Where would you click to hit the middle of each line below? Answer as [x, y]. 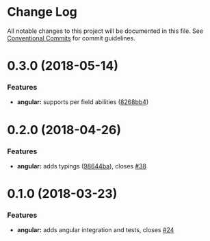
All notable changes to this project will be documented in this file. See [105, 31]
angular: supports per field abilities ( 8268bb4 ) [83, 102]
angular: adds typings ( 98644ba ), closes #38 [82, 166]
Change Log [42, 12]
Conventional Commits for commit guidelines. [71, 38]
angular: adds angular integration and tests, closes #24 [95, 230]
